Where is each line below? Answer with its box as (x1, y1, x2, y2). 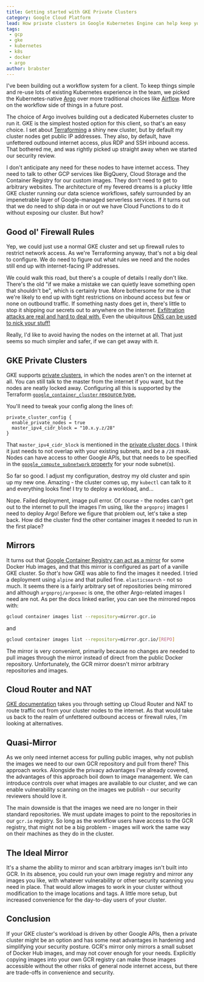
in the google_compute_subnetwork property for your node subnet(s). (6, 461, 175, 467)
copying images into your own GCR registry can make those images (6, 956, 176, 963)
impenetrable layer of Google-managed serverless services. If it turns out (6, 196, 190, 204)
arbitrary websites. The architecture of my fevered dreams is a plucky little (6, 183, 193, 190)
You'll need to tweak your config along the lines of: (6, 403, 134, 409)
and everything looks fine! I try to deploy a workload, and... (6, 485, 154, 492)
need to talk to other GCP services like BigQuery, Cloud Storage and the (6, 170, 186, 178)
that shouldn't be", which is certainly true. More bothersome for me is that (6, 287, 191, 294)
